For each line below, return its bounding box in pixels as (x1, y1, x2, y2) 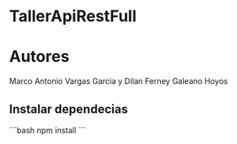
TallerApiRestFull (9, 6, 137, 27)
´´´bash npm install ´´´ (9, 125, 87, 135)
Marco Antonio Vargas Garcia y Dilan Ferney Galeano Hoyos (9, 76, 228, 87)
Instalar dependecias (9, 102, 128, 117)
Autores (9, 47, 70, 67)
